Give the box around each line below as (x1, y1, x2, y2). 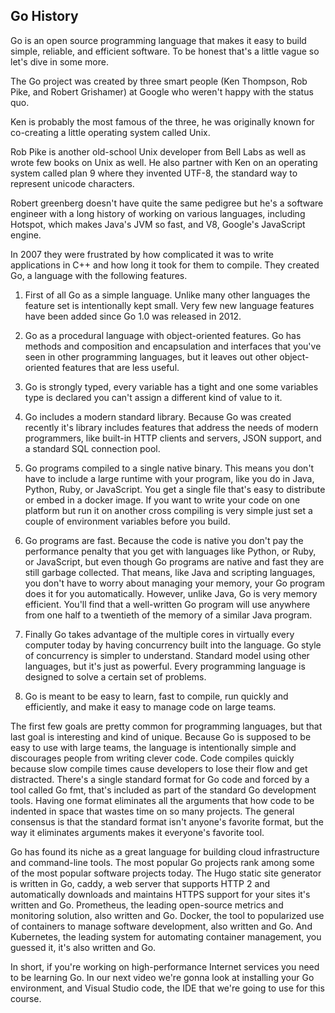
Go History (10, 8, 79, 25)
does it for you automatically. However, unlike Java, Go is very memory (24, 587, 318, 599)
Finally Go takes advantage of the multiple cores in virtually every (24, 628, 295, 640)
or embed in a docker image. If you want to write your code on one (24, 494, 301, 506)
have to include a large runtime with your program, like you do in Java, (24, 472, 315, 484)
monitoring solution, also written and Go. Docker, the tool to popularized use (10, 909, 325, 921)
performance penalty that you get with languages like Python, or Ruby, (24, 545, 317, 557)
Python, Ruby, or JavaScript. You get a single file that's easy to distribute (24, 483, 326, 495)
